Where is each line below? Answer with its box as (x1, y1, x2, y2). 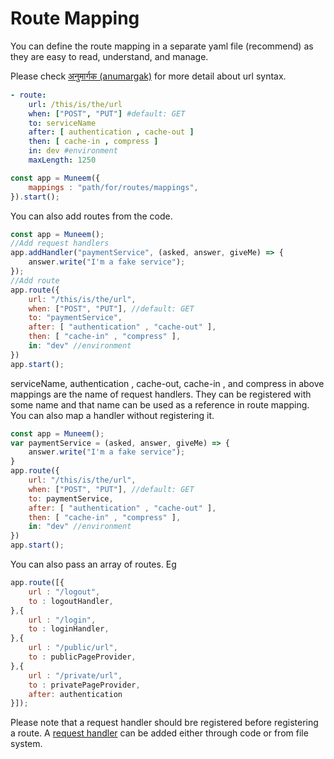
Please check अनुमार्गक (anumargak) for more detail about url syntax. (10, 70, 287, 82)
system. (10, 738, 43, 750)
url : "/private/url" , (28, 670, 123, 681)
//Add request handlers (10, 238, 110, 249)
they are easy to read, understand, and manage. (10, 50, 209, 62)
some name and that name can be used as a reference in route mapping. (10, 398, 310, 411)
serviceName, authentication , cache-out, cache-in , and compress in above (10, 377, 325, 389)
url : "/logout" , (28, 587, 101, 597)
